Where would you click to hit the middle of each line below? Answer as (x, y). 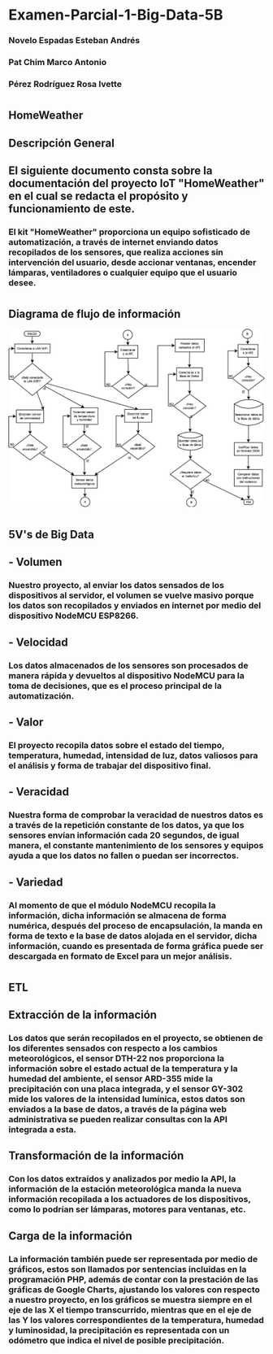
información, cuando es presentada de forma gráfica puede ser (136, 946)
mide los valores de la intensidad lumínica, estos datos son (127, 1099)
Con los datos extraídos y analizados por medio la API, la (122, 1179)
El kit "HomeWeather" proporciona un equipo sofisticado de (129, 232)
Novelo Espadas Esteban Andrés (74, 41)
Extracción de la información (82, 1015)
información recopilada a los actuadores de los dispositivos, (130, 1199)
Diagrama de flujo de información (95, 314)
